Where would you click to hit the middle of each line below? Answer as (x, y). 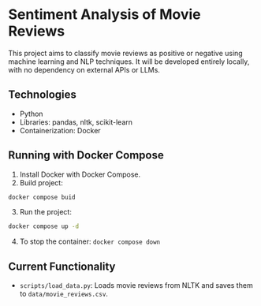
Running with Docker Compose (86, 155)
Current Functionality (62, 266)
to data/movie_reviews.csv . (64, 294)
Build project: (41, 182)
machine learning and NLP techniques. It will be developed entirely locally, (129, 62)
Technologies (43, 95)
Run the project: (46, 212)
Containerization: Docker (60, 130)
